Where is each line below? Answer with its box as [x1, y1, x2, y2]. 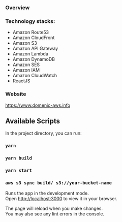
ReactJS [12, 78, 30, 84]
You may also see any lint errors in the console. [5, 211, 104, 217]
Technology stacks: [5, 17, 55, 24]
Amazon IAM [12, 67, 40, 73]
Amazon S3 [12, 40, 37, 46]
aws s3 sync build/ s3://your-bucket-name [5, 180, 112, 186]
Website [5, 90, 26, 98]
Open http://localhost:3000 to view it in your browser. [5, 196, 118, 202]
